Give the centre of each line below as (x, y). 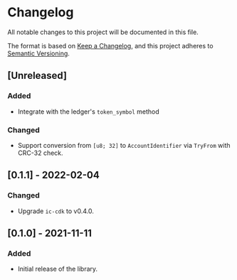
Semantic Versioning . (38, 53)
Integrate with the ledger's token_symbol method (89, 112)
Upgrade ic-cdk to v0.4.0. (56, 211)
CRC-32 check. (40, 153)
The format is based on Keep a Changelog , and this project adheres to (110, 45)
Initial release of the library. (58, 269)
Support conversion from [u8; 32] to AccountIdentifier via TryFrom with (124, 145)
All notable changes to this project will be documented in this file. (103, 32)
